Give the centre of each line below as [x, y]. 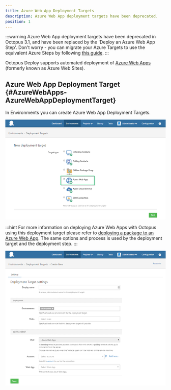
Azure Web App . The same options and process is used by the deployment [84, 238]
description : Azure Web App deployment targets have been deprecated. [82, 16]
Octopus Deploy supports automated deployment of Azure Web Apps [78, 63]
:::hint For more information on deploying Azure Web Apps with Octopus [81, 227]
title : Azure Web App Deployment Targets [50, 11]
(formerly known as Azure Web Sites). [45, 68]
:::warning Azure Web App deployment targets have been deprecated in [81, 37]
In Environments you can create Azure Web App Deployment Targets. [78, 113]
